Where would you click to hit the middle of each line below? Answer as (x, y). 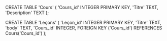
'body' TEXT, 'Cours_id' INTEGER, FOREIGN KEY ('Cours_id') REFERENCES (84, 28)
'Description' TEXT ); (27, 13)
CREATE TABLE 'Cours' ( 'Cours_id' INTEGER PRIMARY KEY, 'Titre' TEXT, (82, 7)
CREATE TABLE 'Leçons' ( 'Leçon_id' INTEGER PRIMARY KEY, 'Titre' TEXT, (83, 23)
